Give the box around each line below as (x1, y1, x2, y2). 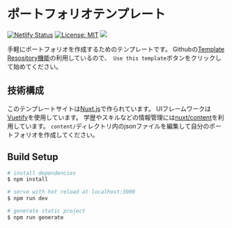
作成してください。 (43, 130, 99, 139)
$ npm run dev (7, 195, 49, 202)
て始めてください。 (7, 62, 63, 70)
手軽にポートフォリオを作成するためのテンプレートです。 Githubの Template (7, 44, 225, 53)
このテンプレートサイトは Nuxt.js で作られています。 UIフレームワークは (7, 104, 211, 113)
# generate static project (7, 208, 86, 215)
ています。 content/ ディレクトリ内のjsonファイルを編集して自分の (19, 122, 210, 130)
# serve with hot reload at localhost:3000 (7, 188, 136, 195)
